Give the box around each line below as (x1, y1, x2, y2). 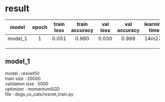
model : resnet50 (5, 70, 40, 76)
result (5, 3, 29, 14)
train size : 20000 (5, 76, 41, 81)
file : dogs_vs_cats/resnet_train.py (5, 91, 74, 97)
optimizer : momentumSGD (5, 86, 60, 92)
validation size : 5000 (5, 80, 49, 86)
